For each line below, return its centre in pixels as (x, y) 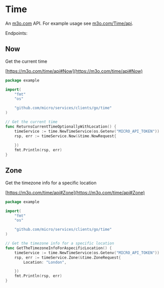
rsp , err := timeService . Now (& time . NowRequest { (65, 136)
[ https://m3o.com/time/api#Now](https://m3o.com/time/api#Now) (74, 71)
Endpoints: (16, 33)
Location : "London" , (45, 262)
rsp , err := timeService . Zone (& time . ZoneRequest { (68, 257)
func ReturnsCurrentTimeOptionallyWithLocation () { (61, 127)
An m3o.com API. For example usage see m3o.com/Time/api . (69, 23)
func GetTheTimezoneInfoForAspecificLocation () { (59, 248)
